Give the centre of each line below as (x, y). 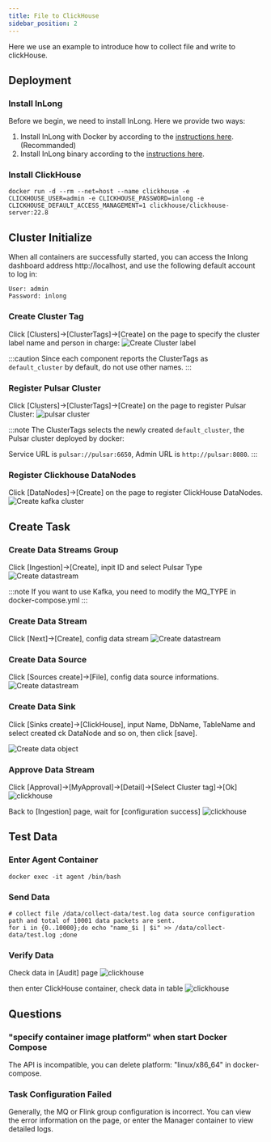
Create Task (40, 527)
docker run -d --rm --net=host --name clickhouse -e (99, 192)
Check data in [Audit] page (53, 973)
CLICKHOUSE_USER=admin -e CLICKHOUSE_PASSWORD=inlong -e (106, 199)
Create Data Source (48, 660)
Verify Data (31, 955)
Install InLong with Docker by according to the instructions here (126, 137)
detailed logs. (31, 1129)
